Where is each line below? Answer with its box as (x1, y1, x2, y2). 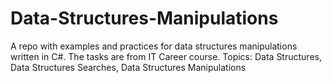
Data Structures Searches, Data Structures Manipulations (10, 61, 247, 73)
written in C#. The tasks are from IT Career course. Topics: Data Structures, (10, 50, 322, 62)
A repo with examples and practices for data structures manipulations (10, 40, 298, 52)
